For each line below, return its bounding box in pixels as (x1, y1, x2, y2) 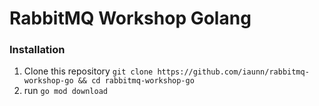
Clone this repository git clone (23, 65, 154, 77)
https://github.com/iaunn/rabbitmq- (157, 67, 310, 77)
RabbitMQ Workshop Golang (9, 7, 252, 30)
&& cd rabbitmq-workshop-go (77, 76, 195, 86)
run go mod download (23, 85, 108, 97)
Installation (9, 43, 66, 57)
